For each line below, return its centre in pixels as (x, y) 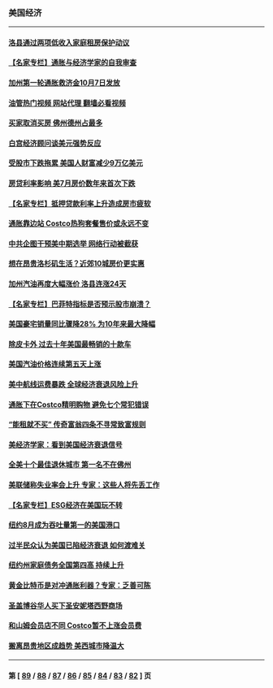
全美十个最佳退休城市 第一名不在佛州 (70, 465)
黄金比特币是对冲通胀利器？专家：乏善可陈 (80, 585)
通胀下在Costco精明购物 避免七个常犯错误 (78, 405)
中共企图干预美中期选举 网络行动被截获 (74, 243)
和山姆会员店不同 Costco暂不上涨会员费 (75, 625)
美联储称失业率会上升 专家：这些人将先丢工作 (84, 484)
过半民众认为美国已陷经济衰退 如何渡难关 (77, 545)
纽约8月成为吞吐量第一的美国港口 (64, 525)
